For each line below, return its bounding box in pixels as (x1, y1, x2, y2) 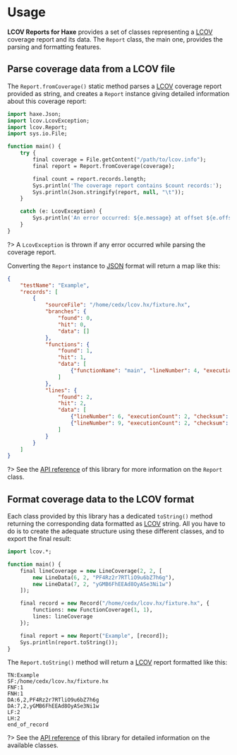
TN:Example (7, 672, 39, 679)
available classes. (7, 741, 59, 749)
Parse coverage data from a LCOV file (7, 63, 176, 75)
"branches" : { (44, 308, 87, 315)
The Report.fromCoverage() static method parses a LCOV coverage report (7, 82, 222, 90)
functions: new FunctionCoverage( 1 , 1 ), (32, 607, 153, 614)
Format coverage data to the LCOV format (7, 493, 195, 505)
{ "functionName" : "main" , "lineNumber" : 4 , (70, 367, 200, 374)
